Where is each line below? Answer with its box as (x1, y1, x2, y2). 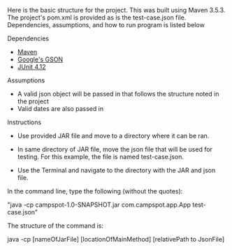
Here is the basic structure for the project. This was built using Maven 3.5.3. (7, 6, 226, 14)
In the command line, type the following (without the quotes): (7, 187, 183, 195)
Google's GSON (17, 55, 64, 64)
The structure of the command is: (7, 221, 103, 230)
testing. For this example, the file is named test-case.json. (17, 153, 184, 161)
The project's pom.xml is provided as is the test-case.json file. (7, 13, 187, 22)
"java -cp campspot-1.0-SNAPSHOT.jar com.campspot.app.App (7, 200, 191, 209)
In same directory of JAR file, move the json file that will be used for (17, 145, 213, 153)
